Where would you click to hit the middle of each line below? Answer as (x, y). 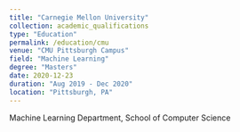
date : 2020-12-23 (41, 76)
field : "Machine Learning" (59, 59)
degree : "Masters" (43, 68)
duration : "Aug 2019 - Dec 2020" (71, 84)
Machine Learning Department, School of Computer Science (120, 118)
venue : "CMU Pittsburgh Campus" (69, 51)
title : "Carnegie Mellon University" (79, 17)
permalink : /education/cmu (59, 42)
